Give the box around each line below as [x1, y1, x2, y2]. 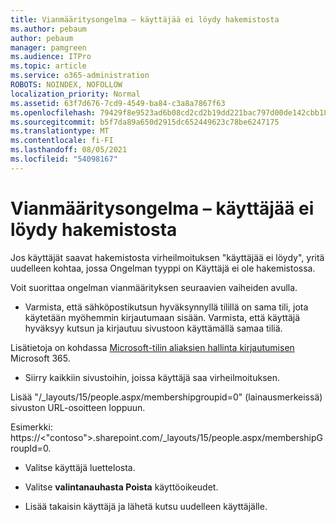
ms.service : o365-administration [10, 71, 150, 81]
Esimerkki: [10, 421, 53, 433]
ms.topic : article [10, 61, 87, 71]
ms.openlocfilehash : [10, 107, 97, 118]
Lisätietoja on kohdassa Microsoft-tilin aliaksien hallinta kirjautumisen [10, 341, 295, 353]
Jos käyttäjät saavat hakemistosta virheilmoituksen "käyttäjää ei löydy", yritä [10, 251, 325, 263]
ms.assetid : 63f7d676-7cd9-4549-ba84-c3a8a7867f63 [10, 98, 226, 108]
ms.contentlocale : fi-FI [10, 136, 114, 146]
